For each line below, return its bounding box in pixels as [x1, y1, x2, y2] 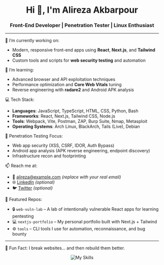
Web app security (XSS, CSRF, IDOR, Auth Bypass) [12, 143, 115, 148]
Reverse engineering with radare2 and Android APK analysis [12, 87, 134, 93]
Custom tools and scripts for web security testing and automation [12, 57, 146, 63]
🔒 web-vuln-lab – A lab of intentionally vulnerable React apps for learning [12, 206, 159, 212]
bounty [12, 231, 27, 237]
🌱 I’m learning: [5, 67, 34, 73]
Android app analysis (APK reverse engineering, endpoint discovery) [12, 148, 150, 154]
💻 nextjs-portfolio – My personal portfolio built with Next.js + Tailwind [12, 219, 157, 225]
